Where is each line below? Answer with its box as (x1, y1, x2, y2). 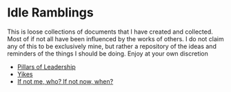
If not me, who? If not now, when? (17, 77, 114, 85)
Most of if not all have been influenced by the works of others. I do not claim (7, 34, 224, 43)
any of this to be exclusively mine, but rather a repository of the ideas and (7, 42, 217, 50)
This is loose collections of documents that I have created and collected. (7, 27, 214, 36)
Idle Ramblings (7, 5, 94, 21)
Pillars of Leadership (17, 62, 76, 71)
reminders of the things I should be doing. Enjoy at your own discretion (7, 49, 209, 58)
